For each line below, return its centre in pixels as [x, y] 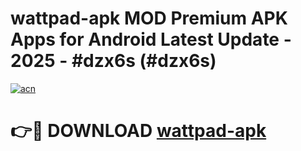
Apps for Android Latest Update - [151, 39]
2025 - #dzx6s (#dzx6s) [113, 61]
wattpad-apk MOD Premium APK [149, 18]
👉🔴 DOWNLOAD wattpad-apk [138, 131]
